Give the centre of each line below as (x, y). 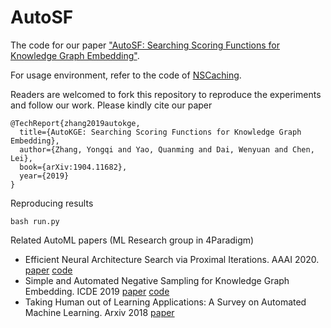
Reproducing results (52, 203)
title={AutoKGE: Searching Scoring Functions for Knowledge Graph (160, 132)
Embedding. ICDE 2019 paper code (97, 291)
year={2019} (44, 176)
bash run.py (35, 221)
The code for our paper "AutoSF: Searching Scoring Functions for (145, 45)
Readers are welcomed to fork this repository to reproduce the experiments (166, 94)
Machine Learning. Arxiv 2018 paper (99, 312)
